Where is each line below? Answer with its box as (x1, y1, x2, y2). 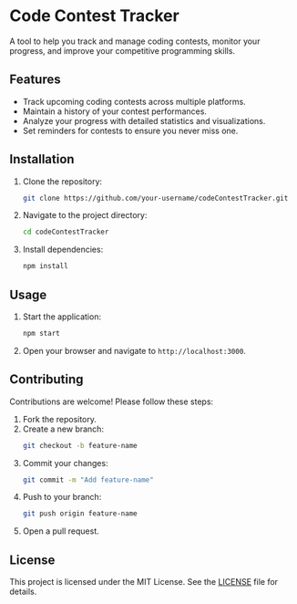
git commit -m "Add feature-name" (22, 475, 154, 484)
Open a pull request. (22, 526, 100, 536)
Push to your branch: (22, 492, 102, 503)
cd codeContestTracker (22, 227, 109, 237)
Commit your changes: (22, 457, 108, 468)
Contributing (9, 371, 84, 388)
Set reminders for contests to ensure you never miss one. (22, 125, 239, 136)
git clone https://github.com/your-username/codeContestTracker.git (22, 193, 289, 203)
